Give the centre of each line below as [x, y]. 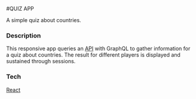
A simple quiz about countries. [44, 20]
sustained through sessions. [41, 61]
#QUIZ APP [20, 9]
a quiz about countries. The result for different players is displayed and [94, 55]
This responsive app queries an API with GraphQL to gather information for [98, 49]
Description [24, 35]
